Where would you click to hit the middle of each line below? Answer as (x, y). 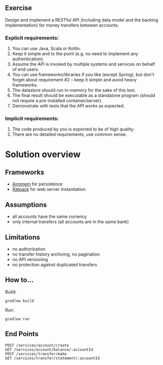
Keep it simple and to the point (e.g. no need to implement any (75, 54)
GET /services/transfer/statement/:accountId (52, 358)
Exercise (19, 8)
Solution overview (43, 154)
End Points (22, 334)
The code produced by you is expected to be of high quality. (73, 129)
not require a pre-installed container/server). (57, 101)
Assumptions (26, 205)
